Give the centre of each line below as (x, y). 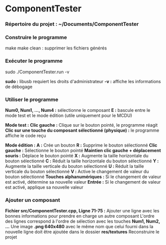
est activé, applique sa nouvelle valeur (44, 187)
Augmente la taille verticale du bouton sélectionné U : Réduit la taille (75, 166)
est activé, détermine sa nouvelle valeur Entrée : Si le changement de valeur (83, 182)
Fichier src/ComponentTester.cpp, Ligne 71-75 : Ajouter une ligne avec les (82, 211)
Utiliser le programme (32, 99)
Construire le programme (36, 38)
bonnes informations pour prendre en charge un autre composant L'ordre (80, 216)
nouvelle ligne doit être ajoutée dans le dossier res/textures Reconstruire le (82, 232)
